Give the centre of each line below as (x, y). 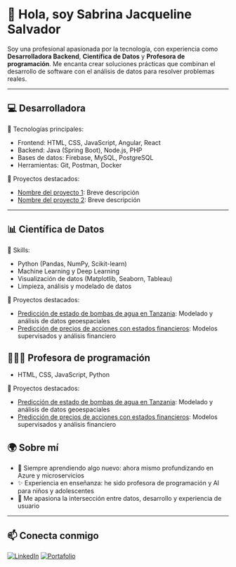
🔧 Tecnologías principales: (46, 129)
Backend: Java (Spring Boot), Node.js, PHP (80, 150)
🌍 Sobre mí (33, 448)
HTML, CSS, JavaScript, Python (64, 375)
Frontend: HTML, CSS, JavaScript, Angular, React (89, 142)
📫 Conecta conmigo (53, 536)
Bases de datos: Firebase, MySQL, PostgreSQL (85, 157)
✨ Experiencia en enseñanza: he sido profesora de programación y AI (118, 483)
